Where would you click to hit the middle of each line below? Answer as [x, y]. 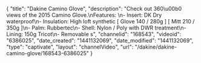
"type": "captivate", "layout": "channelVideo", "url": [70, 47]
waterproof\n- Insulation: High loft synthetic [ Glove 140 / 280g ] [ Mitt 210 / [100, 21]
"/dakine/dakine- [156, 47]
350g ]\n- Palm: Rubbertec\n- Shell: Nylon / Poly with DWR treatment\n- [96, 28]
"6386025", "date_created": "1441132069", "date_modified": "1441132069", [100, 40]
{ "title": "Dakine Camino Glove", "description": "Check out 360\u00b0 [94, 9]
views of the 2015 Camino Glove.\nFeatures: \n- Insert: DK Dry [84, 15]
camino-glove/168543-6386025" [48, 53]
